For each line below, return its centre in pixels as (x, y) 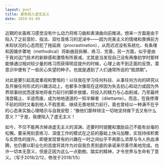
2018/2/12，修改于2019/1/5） (53, 158)
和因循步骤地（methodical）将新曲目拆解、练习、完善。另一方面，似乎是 (78, 51)
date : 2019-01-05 (23, 19)
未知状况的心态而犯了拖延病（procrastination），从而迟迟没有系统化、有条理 (81, 45)
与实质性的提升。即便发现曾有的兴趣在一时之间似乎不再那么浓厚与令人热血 (80, 139)
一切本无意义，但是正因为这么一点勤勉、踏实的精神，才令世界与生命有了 (82, 151)
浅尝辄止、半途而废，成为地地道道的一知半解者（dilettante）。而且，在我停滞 (82, 99)
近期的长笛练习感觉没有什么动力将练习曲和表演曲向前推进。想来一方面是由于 (82, 33)
